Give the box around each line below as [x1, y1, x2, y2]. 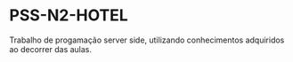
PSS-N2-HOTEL [9, 5, 129, 26]
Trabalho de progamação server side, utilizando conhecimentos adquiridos [9, 35, 285, 45]
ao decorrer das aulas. [9, 43, 92, 54]
